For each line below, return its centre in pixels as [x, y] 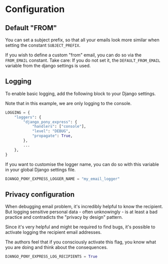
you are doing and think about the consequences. [56, 247]
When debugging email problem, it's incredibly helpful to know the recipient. [84, 207]
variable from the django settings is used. [48, 66]
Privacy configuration [40, 194]
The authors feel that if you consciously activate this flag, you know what [81, 242]
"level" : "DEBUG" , [51, 131]
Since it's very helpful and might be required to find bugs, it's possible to [80, 227]
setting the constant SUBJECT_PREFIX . [43, 45]
